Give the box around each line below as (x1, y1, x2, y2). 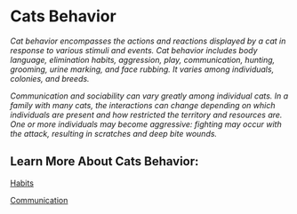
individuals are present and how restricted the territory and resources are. (10, 109, 283, 120)
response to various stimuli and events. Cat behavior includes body (10, 44, 258, 55)
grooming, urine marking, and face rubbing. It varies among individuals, (10, 64, 275, 75)
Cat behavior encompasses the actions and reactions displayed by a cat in (10, 36, 286, 46)
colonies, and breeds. (10, 73, 90, 83)
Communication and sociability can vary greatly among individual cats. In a (10, 91, 289, 101)
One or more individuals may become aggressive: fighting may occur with (10, 118, 283, 130)
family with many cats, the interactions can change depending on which (10, 99, 276, 110)
